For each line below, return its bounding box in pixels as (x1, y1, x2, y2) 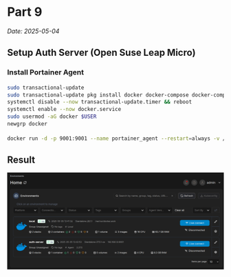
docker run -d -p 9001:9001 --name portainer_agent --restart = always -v (7, 135, 220, 142)
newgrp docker (7, 121, 48, 127)
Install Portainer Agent (7, 68, 85, 77)
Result (7, 154, 36, 166)
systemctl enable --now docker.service (7, 106, 122, 113)
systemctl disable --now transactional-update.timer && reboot (7, 99, 192, 105)
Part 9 (7, 4, 43, 20)
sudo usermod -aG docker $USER (7, 113, 97, 121)
